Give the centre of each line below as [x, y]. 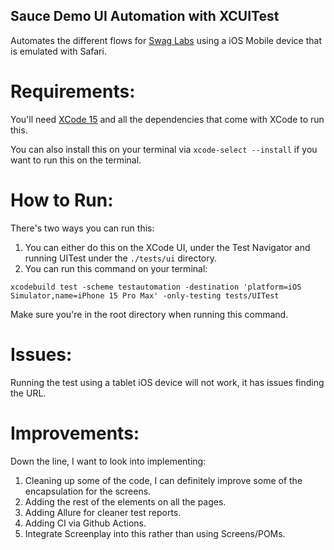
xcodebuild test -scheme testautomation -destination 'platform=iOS [156, 287]
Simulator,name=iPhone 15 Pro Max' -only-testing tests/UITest [145, 295]
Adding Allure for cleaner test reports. [103, 512]
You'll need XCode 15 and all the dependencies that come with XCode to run [167, 119]
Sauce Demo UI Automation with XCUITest [145, 16]
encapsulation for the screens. [88, 491]
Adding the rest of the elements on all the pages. [125, 501]
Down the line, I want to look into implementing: [108, 461]
